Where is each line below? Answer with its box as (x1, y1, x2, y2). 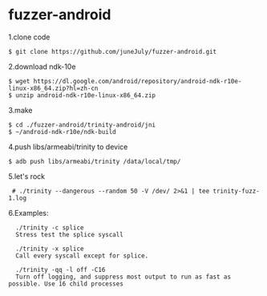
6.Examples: (8, 208, 49, 217)
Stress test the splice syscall (15, 230, 124, 238)
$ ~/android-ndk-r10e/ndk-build (8, 128, 116, 136)
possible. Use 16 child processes (8, 279, 124, 288)
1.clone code (8, 32, 51, 42)
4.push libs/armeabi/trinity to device (8, 142, 128, 152)
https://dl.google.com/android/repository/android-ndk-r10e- (33, 77, 242, 85)
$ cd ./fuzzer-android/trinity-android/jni (8, 120, 156, 129)
